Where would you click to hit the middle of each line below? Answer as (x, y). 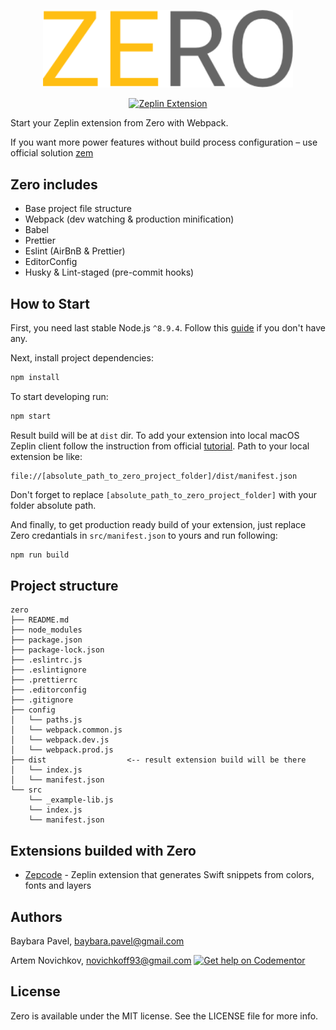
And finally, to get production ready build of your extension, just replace (158, 524)
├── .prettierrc (44, 680)
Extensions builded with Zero (103, 850)
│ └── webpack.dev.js (60, 740)
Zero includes (54, 184)
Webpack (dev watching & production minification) (129, 219)
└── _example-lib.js (71, 800)
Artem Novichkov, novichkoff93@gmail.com (101, 961)
